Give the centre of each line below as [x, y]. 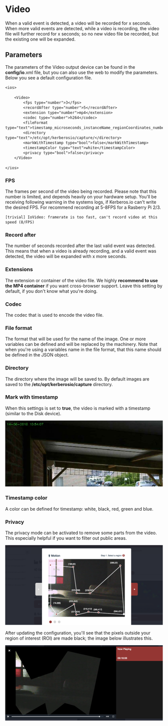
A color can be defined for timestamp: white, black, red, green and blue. [79, 509]
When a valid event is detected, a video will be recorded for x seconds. [78, 23]
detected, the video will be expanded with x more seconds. [66, 257]
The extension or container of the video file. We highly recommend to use [82, 280]
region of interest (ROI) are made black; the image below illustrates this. [79, 638]
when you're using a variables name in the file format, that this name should [83, 349]
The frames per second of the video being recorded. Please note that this [81, 191]
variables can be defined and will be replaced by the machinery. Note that [81, 344]
